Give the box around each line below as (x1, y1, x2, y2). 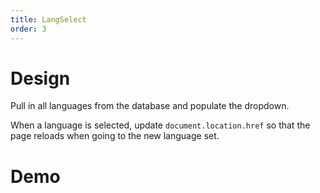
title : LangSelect (10, 14, 87, 25)
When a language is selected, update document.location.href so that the (10, 119, 311, 131)
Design (10, 67, 71, 90)
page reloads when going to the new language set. (10, 130, 220, 142)
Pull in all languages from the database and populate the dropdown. (10, 100, 290, 112)
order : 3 (10, 24, 47, 34)
